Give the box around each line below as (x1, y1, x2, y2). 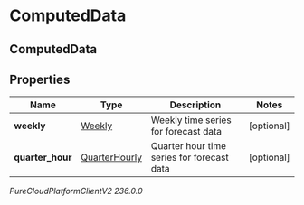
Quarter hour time (150, 140, 227, 153)
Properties (9, 71, 71, 87)
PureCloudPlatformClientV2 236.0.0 (9, 186, 143, 197)
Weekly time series (150, 114, 233, 126)
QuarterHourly (81, 151, 143, 163)
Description (169, 98, 222, 111)
